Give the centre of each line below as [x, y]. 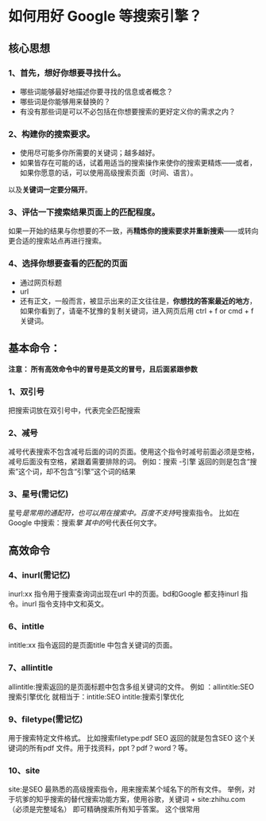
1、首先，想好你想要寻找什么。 [67, 72]
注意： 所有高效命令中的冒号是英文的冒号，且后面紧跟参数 [103, 369]
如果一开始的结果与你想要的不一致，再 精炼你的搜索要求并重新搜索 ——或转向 [133, 231]
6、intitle [27, 627]
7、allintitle [31, 667]
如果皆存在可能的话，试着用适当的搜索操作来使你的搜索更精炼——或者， [138, 163]
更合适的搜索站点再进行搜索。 [57, 241]
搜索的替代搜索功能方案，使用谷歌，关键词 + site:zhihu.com [148, 800]
